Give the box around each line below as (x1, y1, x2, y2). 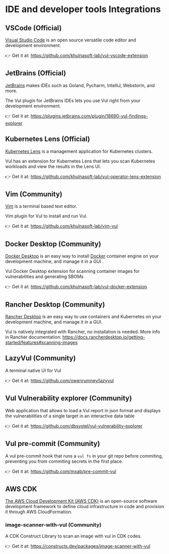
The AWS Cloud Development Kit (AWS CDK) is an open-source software (5, 498, 157, 504)
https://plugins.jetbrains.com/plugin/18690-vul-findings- (30, 113, 148, 119)
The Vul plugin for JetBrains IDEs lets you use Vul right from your (5, 97, 141, 103)
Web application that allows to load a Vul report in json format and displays (5, 407, 161, 413)
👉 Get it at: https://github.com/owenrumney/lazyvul (5, 377, 114, 383)
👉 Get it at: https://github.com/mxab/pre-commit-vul (5, 468, 117, 474)
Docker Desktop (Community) (5, 240, 101, 248)
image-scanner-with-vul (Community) (5, 521, 102, 528)
